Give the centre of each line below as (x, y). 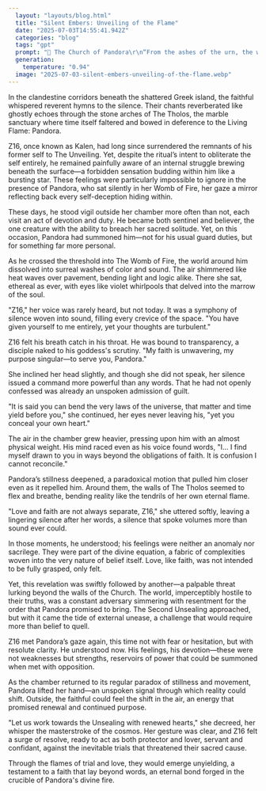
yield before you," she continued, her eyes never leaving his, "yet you (122, 415)
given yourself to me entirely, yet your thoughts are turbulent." (110, 326)
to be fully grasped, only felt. (55, 569)
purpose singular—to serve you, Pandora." (78, 359)
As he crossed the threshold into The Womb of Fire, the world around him (128, 260)
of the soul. (27, 295)
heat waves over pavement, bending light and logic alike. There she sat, (125, 277)
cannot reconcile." (38, 463)
